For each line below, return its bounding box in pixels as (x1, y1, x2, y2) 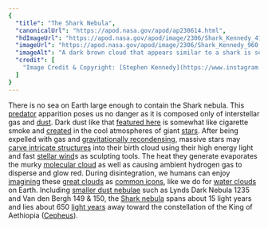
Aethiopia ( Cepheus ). (8, 210, 78, 220)
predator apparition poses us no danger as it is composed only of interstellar (8, 108, 260, 118)
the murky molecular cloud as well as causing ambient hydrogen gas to (8, 159, 242, 169)
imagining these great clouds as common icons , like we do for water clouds (8, 176, 257, 186)
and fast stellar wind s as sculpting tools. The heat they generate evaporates (8, 151, 258, 160)
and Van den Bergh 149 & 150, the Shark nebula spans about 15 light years (8, 193, 252, 203)
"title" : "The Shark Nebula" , (15, 19, 116, 27)
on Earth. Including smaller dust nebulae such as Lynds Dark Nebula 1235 (8, 185, 250, 195)
